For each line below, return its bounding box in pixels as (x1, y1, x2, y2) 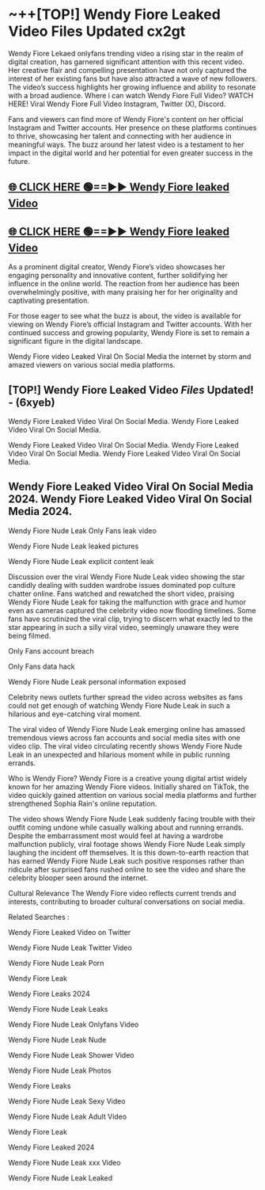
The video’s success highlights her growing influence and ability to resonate (8, 82, 256, 92)
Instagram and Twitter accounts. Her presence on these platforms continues (8, 123, 257, 132)
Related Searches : (8, 912, 70, 921)
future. (8, 156, 30, 166)
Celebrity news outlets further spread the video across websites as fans (8, 692, 243, 702)
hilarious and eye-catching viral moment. (8, 709, 142, 719)
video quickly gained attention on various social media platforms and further (8, 790, 257, 799)
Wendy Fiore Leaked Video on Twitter (8, 927, 131, 936)
